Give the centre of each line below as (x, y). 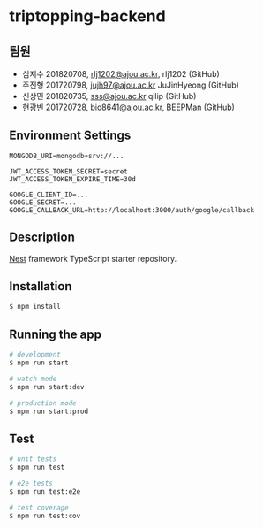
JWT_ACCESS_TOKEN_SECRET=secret (68, 171)
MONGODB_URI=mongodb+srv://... (67, 156)
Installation (41, 286)
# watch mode (33, 379)
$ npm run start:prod (49, 411)
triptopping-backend (87, 16)
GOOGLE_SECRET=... (43, 202)
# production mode (43, 403)
